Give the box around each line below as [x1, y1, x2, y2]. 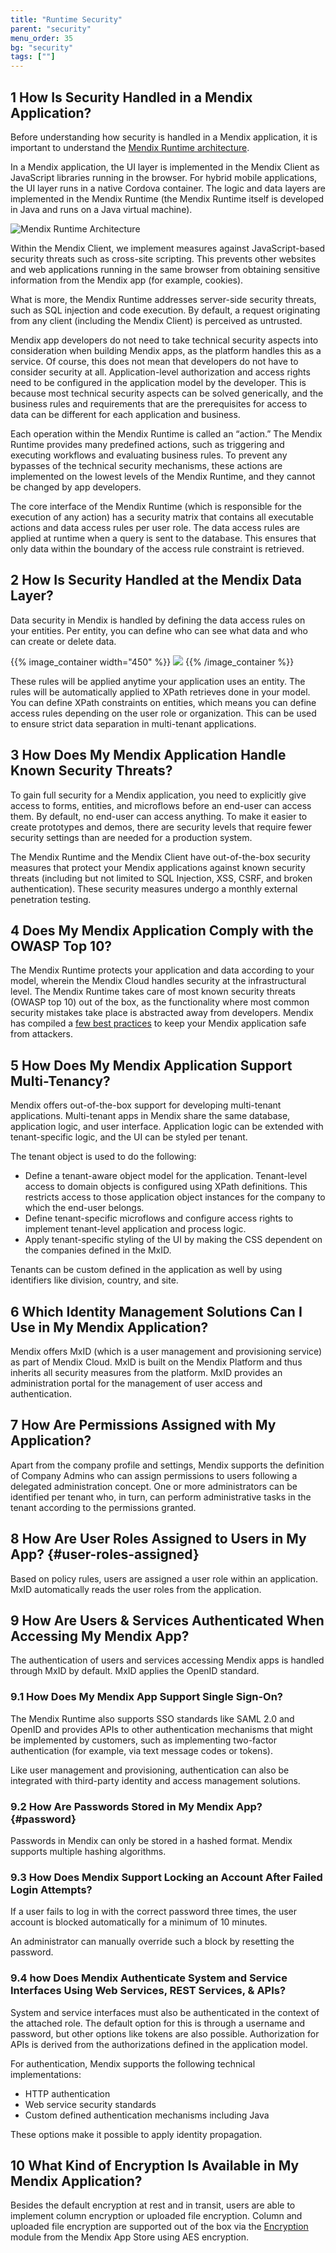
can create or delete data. [10, 635, 117, 647]
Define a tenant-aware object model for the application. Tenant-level [24, 1170, 308, 1182]
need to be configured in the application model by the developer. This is [10, 376, 307, 388]
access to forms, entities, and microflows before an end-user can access [10, 799, 312, 811]
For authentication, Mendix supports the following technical [10, 2057, 256, 2070]
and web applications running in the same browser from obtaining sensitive [10, 263, 321, 275]
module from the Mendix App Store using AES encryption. [10, 2231, 249, 2243]
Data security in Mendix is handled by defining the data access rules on [10, 614, 306, 626]
